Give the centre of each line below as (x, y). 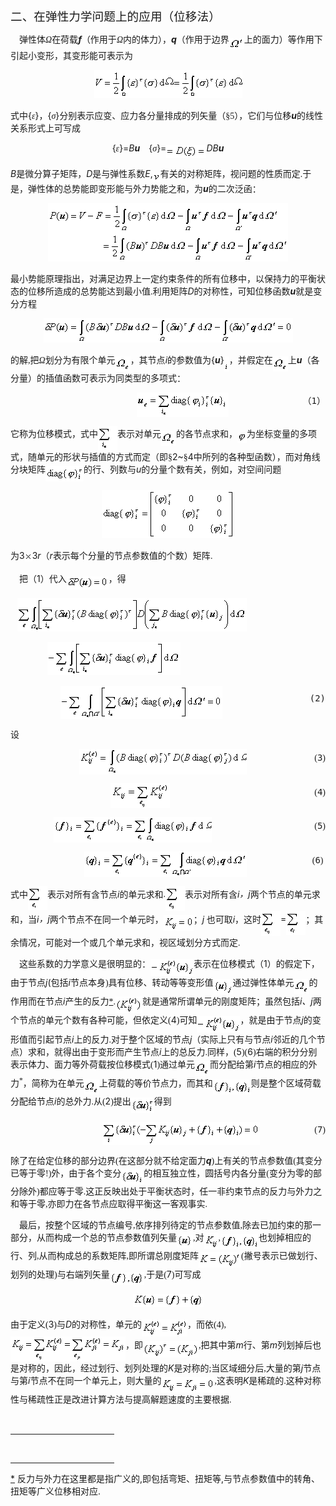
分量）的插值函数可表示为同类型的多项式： (98, 378)
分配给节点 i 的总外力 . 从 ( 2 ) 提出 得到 (91, 1101)
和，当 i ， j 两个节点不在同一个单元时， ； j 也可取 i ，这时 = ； (162, 919)
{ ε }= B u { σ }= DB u (168, 148)
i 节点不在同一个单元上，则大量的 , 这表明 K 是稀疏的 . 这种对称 (175, 1381)
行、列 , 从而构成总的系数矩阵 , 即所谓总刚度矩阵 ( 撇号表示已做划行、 (166, 1256)
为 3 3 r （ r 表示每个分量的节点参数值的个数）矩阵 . (111, 556)
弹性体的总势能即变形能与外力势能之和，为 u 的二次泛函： (144, 189)
